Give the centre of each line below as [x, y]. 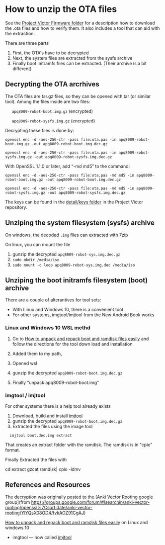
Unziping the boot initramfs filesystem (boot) [77, 280]
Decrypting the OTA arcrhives [52, 84]
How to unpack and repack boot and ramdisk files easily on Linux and [77, 522]
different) [22, 69]
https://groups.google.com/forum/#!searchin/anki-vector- [90, 502]
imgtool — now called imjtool [42, 537]
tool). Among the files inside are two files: [48, 101]
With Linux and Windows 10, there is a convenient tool [68, 310]
